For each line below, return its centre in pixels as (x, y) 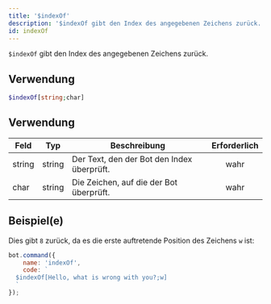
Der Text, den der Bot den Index (132, 159)
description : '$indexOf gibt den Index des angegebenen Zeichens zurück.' (137, 23)
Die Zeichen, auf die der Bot (125, 182)
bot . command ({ (32, 255)
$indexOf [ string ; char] (46, 98)
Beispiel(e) (36, 221)
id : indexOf (28, 31)
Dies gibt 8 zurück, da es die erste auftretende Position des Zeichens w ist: (131, 240)
